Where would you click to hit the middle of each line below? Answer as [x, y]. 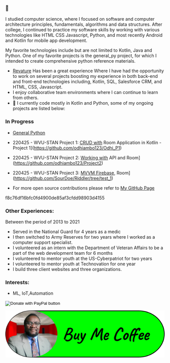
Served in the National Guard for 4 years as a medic [67, 232]
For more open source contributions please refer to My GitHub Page [83, 188]
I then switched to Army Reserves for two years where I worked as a [84, 237]
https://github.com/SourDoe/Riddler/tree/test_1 [63, 178]
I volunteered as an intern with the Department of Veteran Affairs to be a [88, 248]
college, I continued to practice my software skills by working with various [82, 30]
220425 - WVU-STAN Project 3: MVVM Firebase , [64, 173]
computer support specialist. [42, 242]
